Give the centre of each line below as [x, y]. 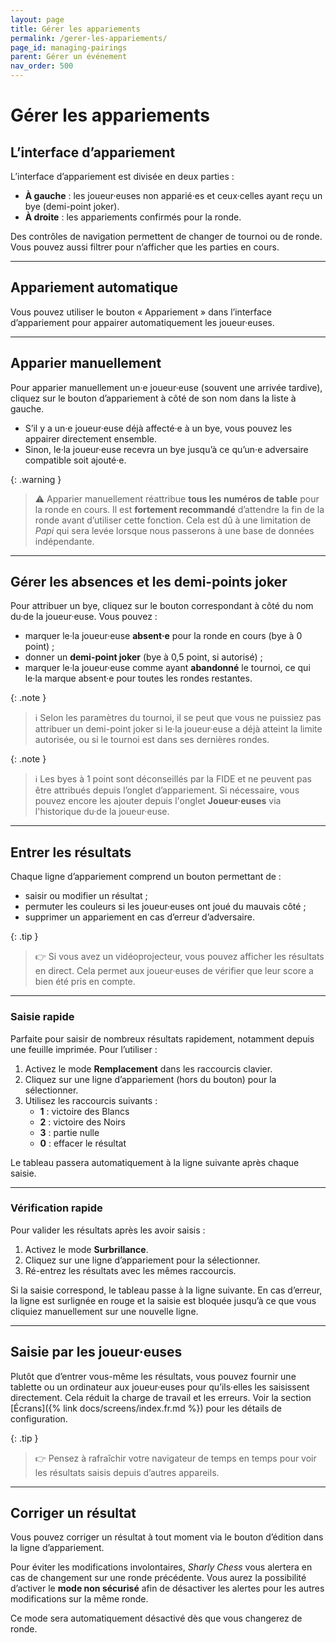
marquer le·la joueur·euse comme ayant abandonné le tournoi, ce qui [167, 668]
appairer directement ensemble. [90, 438]
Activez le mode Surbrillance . [86, 1249]
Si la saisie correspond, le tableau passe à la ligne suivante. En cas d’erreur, [166, 1290]
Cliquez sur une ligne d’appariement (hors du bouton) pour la [150, 1079]
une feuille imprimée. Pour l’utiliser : [84, 1049]
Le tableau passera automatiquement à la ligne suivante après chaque [155, 1162]
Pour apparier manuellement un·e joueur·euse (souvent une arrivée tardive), [166, 387]
